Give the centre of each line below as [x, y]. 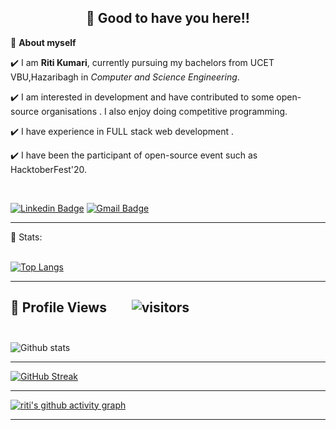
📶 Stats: [26, 237]
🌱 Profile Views [58, 307]
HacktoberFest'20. [49, 169]
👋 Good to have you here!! [168, 18]
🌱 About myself [43, 42]
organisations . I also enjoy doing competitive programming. [164, 111]
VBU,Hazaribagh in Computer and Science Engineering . [125, 77]
